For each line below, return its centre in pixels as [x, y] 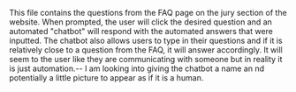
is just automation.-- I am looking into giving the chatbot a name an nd [137, 68]
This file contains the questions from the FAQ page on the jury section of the [148, 13]
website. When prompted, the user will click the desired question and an [140, 22]
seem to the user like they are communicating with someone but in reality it [146, 59]
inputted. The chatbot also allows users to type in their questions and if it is [146, 40]
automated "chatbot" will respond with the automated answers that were [141, 31]
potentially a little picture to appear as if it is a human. [106, 78]
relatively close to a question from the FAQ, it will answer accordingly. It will [146, 50]
